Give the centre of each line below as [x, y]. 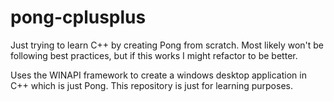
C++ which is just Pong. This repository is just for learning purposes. [151, 85]
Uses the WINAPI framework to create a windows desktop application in [158, 75]
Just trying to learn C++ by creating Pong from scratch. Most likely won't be [167, 45]
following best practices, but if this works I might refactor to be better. [154, 55]
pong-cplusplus [78, 17]
